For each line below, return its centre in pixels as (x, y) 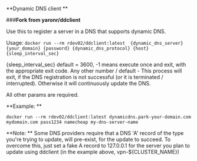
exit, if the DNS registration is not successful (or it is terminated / (85, 77)
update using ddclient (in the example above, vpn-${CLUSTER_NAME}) (93, 152)
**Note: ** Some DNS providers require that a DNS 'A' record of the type (95, 133)
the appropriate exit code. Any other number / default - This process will (94, 71)
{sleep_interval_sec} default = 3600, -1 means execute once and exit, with (96, 65)
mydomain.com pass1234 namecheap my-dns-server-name (72, 122)
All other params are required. (42, 95)
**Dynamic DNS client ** (37, 9)
